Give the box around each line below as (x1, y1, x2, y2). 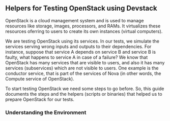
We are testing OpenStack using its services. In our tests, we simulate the (5, 38, 159, 44)
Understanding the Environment (5, 109, 87, 116)
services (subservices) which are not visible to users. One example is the (5, 65, 159, 71)
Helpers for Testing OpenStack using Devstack (5, 4, 157, 13)
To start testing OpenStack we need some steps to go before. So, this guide (5, 86, 164, 92)
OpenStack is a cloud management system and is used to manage (5, 17, 144, 23)
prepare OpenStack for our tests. (5, 96, 75, 102)
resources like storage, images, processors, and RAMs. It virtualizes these (5, 23, 161, 29)
